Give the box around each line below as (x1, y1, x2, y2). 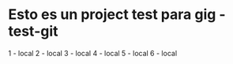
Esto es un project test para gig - (8, 6, 227, 24)
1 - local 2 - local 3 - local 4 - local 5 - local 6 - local (8, 48, 178, 58)
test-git (8, 22, 58, 40)
